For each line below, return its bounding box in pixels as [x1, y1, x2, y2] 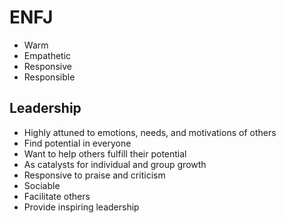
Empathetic [23, 49, 72, 61]
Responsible [23, 71, 76, 83]
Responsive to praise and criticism [23, 169, 166, 181]
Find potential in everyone [23, 137, 132, 149]
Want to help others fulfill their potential [23, 147, 187, 160]
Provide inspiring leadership [23, 201, 140, 213]
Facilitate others [23, 190, 91, 202]
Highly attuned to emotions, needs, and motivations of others [23, 126, 277, 138]
